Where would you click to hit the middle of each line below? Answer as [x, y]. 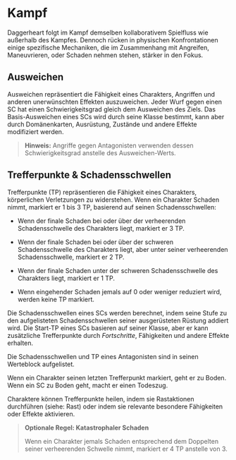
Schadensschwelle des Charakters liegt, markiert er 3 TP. [101, 228]
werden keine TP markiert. [56, 299]
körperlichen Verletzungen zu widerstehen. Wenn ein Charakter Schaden [113, 200]
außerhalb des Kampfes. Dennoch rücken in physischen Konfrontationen [113, 40]
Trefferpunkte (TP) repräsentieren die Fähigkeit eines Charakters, [102, 192]
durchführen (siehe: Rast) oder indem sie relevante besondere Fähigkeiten [115, 406]
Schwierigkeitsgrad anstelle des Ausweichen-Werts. [100, 152]
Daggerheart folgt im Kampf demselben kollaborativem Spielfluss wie [108, 32]
